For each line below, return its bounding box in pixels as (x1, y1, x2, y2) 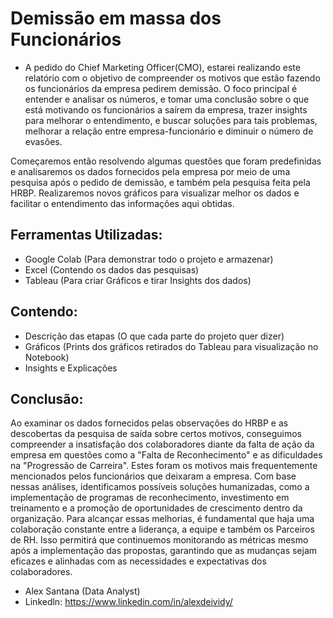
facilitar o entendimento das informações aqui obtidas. (10, 197, 235, 209)
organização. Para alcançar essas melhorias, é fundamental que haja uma (10, 513, 315, 525)
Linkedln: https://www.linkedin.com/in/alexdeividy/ (24, 596, 233, 608)
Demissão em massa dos (10, 7, 222, 30)
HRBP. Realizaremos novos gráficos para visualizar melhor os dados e (10, 187, 300, 199)
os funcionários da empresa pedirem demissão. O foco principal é (24, 82, 298, 94)
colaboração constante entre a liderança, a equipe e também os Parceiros (10, 523, 315, 536)
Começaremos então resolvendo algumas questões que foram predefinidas (10, 155, 322, 167)
